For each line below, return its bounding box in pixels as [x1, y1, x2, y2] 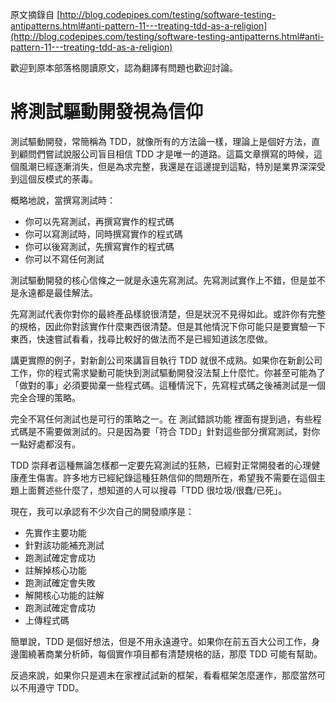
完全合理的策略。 [10, 391, 81, 403]
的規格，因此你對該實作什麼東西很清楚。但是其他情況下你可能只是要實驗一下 [10, 320, 326, 332]
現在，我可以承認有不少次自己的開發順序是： [10, 505, 195, 517]
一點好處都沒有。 [10, 438, 81, 450]
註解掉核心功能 [24, 564, 87, 576]
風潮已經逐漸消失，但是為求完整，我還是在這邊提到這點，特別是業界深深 [18, 160, 317, 172]
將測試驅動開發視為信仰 [10, 101, 204, 123]
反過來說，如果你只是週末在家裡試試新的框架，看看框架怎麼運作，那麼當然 [10, 669, 317, 681]
